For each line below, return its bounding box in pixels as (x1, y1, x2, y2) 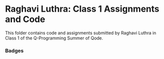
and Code (5, 14, 46, 25)
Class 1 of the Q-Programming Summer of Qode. (5, 35, 103, 41)
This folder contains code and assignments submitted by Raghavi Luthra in (5, 30, 156, 36)
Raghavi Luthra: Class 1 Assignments (5, 3, 160, 15)
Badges (5, 47, 24, 54)
